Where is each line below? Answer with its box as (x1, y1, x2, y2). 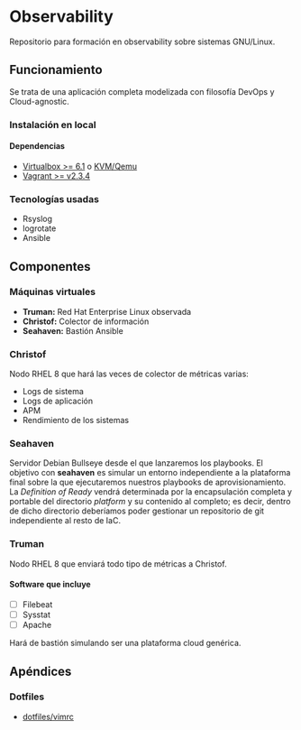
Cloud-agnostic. (9, 96, 69, 106)
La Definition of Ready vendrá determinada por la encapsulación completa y (9, 486, 293, 497)
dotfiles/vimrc (22, 711, 75, 722)
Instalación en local (9, 118, 96, 131)
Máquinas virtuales (9, 286, 96, 299)
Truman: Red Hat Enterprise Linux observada (22, 306, 192, 317)
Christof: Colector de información (22, 316, 150, 327)
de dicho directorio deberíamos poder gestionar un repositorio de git (9, 505, 264, 516)
